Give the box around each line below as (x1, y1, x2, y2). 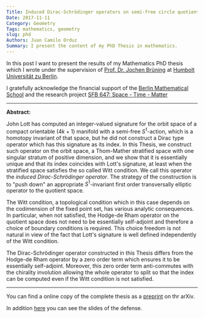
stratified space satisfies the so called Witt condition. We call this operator (6, 166, 192, 174)
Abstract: (6, 108, 31, 116)
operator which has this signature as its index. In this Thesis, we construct (6, 141, 192, 148)
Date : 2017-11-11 (6, 15, 50, 21)
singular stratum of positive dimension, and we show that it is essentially (6, 154, 188, 161)
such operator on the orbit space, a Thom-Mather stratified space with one (6, 147, 194, 154)
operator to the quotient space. (6, 187, 84, 194)
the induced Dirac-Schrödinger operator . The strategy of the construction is (6, 173, 197, 180)
